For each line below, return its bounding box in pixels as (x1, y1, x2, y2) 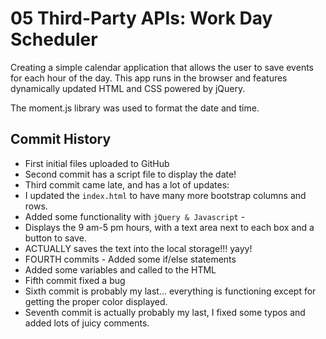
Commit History (10, 131, 112, 148)
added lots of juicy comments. (24, 317, 150, 329)
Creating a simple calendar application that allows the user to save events (10, 61, 314, 73)
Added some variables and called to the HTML (24, 263, 217, 276)
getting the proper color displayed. (24, 295, 168, 307)
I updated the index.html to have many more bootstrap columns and (24, 189, 307, 201)
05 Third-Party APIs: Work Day (10, 7, 273, 30)
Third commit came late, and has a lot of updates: (24, 178, 230, 191)
